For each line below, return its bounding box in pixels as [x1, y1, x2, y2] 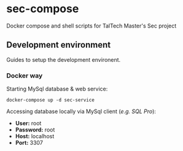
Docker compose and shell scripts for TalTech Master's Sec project [6, 22, 177, 29]
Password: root [15, 126, 55, 133]
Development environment [6, 40, 111, 50]
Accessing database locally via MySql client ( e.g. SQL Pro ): [6, 108, 157, 115]
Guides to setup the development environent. [6, 56, 121, 63]
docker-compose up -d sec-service [6, 97, 95, 103]
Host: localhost [15, 133, 55, 140]
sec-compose [6, 2, 79, 16]
